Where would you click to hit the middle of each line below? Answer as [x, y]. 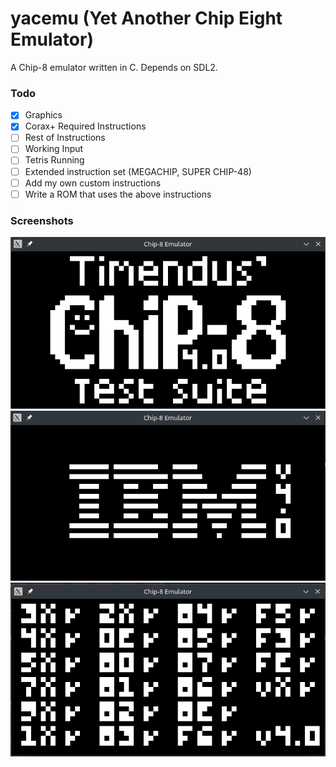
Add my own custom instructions [93, 183]
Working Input [54, 149]
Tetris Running [54, 160]
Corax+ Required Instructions [85, 126]
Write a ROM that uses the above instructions [118, 194]
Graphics [43, 115]
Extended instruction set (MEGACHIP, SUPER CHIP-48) [138, 171]
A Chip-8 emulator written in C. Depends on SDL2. [114, 67]
